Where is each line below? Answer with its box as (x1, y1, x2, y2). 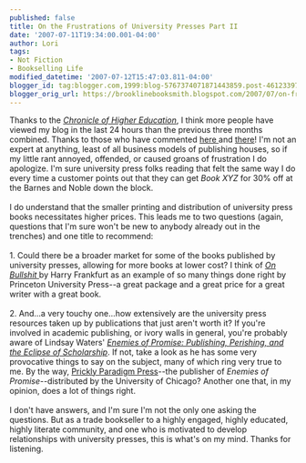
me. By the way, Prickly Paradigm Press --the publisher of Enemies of (9, 366, 269, 377)
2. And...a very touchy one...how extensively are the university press (9, 307, 267, 318)
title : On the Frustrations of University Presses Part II (9, 22, 239, 31)
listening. (9, 443, 44, 454)
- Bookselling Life (9, 65, 84, 74)
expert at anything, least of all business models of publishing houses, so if (9, 143, 288, 155)
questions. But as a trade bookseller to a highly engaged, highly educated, (9, 414, 289, 425)
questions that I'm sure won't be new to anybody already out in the (9, 220, 261, 232)
